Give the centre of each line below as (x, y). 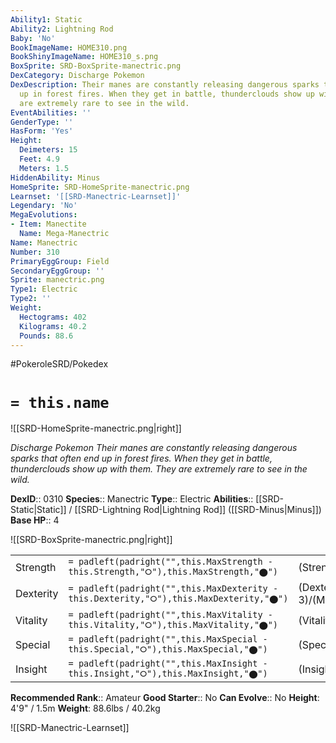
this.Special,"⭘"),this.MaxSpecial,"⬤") (168, 649)
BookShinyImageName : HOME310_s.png (84, 57)
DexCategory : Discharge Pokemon (77, 76)
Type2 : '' (31, 299)
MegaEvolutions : (44, 215)
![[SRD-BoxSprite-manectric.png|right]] (91, 540)
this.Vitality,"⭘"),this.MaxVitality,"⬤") (173, 625)
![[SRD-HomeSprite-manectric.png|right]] (96, 428)
